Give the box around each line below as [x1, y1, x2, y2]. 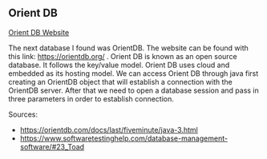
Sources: [8, 109, 38, 119]
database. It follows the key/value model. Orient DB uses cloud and [8, 60, 230, 70]
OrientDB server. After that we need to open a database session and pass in [8, 85, 259, 95]
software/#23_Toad [19, 141, 85, 151]
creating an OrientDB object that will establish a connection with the [8, 77, 233, 86]
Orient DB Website [8, 27, 70, 37]
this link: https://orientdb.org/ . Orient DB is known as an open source [8, 51, 238, 61]
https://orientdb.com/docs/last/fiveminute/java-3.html [19, 125, 198, 134]
